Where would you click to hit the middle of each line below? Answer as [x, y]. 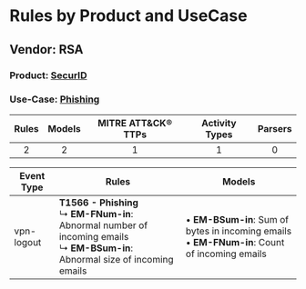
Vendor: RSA [46, 50]
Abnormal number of [103, 225]
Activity [219, 123]
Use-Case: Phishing [55, 99]
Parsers [275, 128]
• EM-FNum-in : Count [235, 242]
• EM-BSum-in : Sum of [237, 219]
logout [28, 242]
